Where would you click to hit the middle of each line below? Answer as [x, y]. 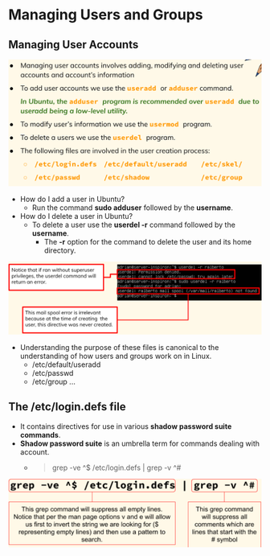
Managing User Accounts [74, 45]
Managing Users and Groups [106, 15]
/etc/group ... [54, 381]
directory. [60, 250]
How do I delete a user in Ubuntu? [76, 216]
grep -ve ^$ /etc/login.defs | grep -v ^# [117, 467]
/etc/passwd [53, 373]
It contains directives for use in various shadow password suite [126, 426]
